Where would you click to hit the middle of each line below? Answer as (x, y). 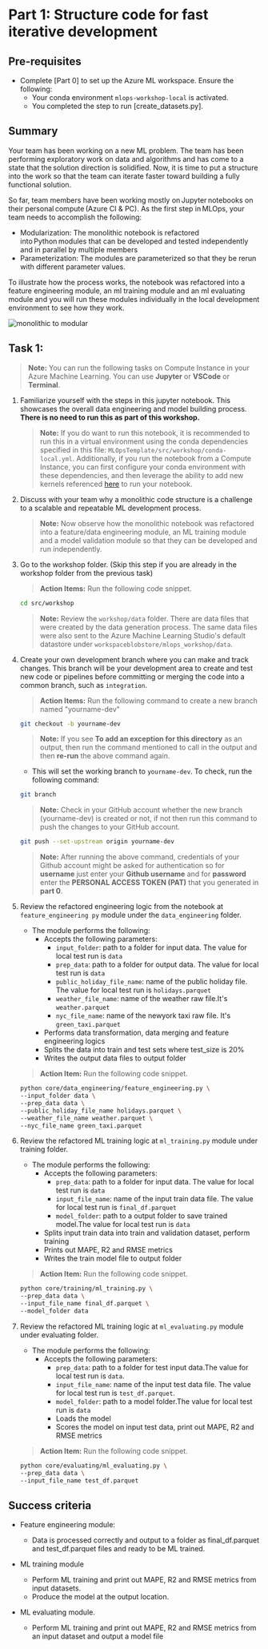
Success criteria (50, 1505)
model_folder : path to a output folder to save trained (142, 1216)
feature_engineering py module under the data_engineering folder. (130, 915)
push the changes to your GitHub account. (110, 827)
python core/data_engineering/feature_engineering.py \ (115, 1088)
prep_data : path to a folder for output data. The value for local (157, 965)
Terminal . (44, 384)
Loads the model (84, 1418)
